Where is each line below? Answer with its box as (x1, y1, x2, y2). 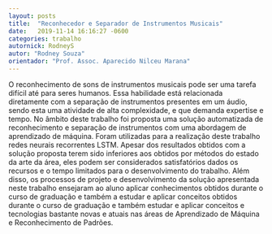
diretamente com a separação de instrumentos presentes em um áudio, (8, 97, 248, 106)
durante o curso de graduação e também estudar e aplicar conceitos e (8, 200, 245, 210)
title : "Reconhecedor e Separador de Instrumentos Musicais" (8, 19, 223, 28)
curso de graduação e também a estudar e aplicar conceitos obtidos (8, 192, 238, 201)
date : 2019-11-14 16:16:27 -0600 (8, 27, 129, 35)
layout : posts (8, 11, 57, 20)
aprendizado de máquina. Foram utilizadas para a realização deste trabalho (8, 131, 261, 141)
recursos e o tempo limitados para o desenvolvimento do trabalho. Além (8, 166, 250, 175)
